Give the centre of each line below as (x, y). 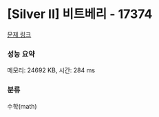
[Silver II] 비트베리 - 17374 (80, 14)
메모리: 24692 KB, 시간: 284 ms (51, 70)
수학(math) (22, 106)
